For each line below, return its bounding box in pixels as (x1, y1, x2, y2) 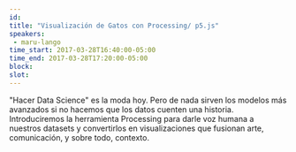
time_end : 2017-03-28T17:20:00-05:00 (9, 54, 148, 63)
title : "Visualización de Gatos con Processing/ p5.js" (9, 21, 219, 30)
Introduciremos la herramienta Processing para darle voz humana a (9, 113, 254, 124)
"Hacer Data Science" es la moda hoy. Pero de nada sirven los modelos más (9, 95, 287, 105)
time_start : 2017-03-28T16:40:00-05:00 (9, 46, 156, 55)
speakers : (9, 29, 46, 38)
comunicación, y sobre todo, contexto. (9, 132, 150, 142)
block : (9, 63, 34, 72)
